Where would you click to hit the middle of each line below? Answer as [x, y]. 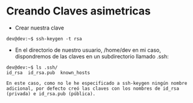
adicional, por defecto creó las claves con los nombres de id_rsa [93, 89]
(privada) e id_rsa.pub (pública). [51, 94]
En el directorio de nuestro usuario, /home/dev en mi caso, [88, 50]
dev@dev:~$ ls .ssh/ [32, 67]
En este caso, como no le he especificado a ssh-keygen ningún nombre [97, 83]
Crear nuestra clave [40, 28]
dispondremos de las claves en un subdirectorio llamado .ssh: [92, 56]
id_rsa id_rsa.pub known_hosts [48, 73]
